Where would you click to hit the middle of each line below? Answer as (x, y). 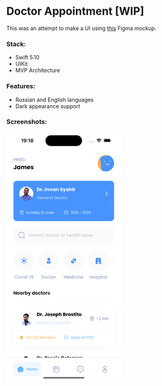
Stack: (16, 44)
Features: (21, 86)
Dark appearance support (48, 106)
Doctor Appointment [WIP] (75, 11)
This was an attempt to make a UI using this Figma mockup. (82, 28)
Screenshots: (27, 122)
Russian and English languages (54, 100)
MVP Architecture (38, 70)
